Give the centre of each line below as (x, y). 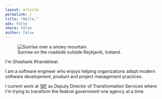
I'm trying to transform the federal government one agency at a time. (75, 91)
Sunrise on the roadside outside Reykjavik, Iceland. (69, 52)
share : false (19, 28)
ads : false (16, 24)
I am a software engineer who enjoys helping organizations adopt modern (80, 71)
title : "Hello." (22, 19)
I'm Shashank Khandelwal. (32, 62)
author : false (20, 33)
